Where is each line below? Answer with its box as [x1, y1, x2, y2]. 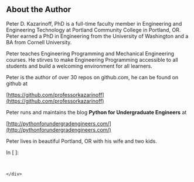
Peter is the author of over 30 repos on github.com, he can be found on [6, 73, 179, 80]
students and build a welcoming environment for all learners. [6, 62, 152, 69]
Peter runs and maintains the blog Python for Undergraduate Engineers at [6, 108, 187, 116]
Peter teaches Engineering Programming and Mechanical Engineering [6, 50, 175, 57]
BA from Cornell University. [6, 38, 72, 45]
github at [6, 80, 28, 87]
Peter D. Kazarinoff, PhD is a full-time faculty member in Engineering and [6, 20, 182, 27]
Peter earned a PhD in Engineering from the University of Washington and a [6, 32, 189, 40]
